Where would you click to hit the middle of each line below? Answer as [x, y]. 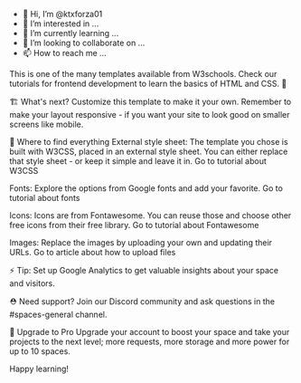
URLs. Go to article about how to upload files [93, 252]
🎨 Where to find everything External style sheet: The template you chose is [149, 142]
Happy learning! [39, 369]
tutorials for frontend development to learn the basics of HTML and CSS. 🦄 [148, 83]
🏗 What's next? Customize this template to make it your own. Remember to [150, 101]
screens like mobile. [47, 124]
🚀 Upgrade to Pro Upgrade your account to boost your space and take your [150, 332]
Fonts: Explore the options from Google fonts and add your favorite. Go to [146, 188]
